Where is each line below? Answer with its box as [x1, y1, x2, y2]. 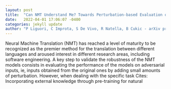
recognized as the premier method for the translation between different [5, 46, 155, 52]
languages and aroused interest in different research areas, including [5, 51, 150, 57]
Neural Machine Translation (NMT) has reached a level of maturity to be [5, 40, 156, 46]
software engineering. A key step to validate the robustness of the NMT [5, 56, 155, 63]
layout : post [5, 7, 33, 13]
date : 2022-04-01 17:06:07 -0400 [5, 17, 81, 22]
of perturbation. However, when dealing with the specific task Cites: [5, 73, 148, 79]
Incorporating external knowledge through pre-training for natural [5, 78, 143, 84]
